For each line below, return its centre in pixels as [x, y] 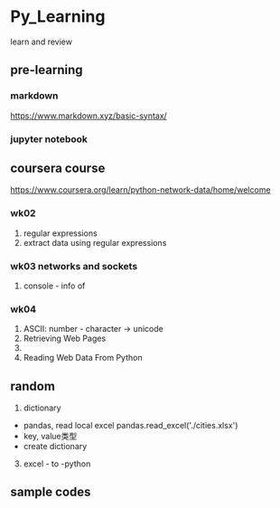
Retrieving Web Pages [65, 339]
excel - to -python [57, 464]
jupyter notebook [49, 139]
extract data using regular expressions [95, 242]
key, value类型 [50, 437]
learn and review [42, 42]
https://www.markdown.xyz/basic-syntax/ [89, 116]
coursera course [58, 168]
